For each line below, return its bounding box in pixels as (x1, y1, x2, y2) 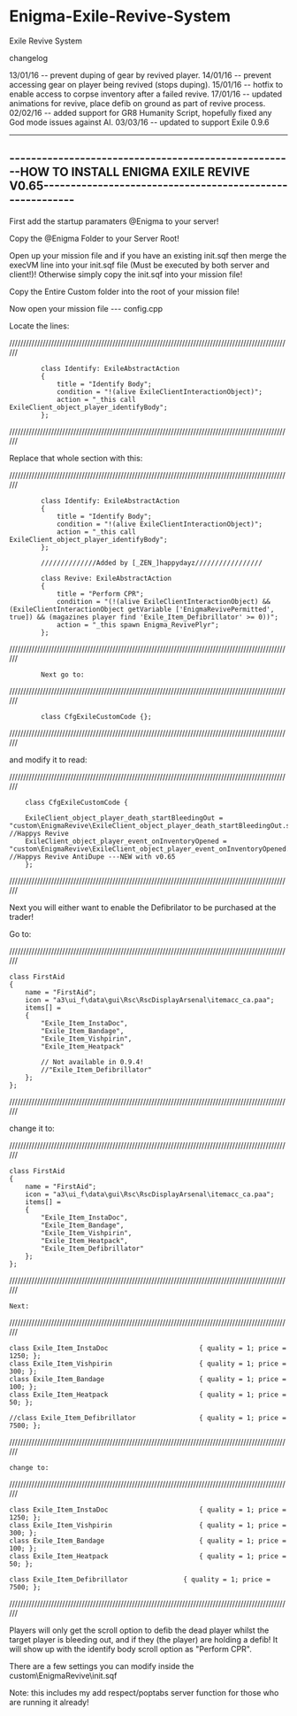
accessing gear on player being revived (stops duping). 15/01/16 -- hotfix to (9, 79, 284, 89)
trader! (9, 911, 34, 922)
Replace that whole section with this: (9, 452, 143, 463)
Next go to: (41, 670, 86, 679)
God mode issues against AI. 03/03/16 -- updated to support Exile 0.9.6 (9, 117, 270, 128)
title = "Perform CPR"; (56, 589, 144, 599)
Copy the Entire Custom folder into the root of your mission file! (9, 286, 240, 297)
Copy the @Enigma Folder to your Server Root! (9, 233, 179, 243)
